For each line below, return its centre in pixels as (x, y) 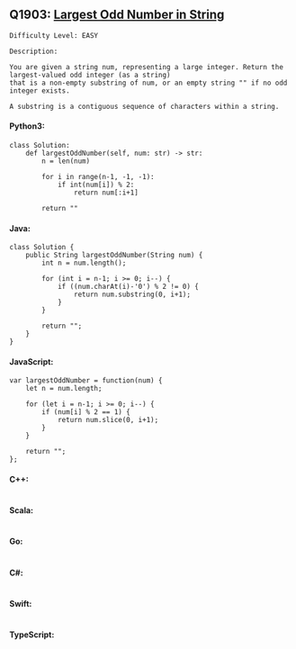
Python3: (27, 126)
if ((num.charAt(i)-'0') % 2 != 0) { (128, 287)
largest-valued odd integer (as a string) (90, 75)
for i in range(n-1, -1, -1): (98, 177)
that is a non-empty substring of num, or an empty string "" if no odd (148, 83)
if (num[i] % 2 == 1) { (86, 412)
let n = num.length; (64, 389)
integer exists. (40, 90)
